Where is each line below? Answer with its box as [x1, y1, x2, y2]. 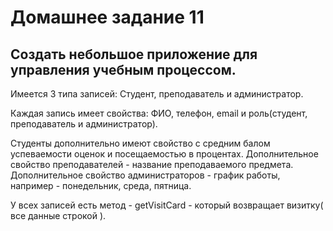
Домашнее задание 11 [10, 6, 205, 29]
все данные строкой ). [10, 210, 107, 221]
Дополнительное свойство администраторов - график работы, [10, 169, 281, 181]
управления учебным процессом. [10, 61, 237, 78]
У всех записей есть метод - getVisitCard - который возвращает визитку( [10, 199, 324, 211]
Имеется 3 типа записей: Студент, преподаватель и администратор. [10, 88, 304, 100]
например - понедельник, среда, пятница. [10, 180, 192, 191]
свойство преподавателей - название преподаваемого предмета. [10, 159, 294, 170]
